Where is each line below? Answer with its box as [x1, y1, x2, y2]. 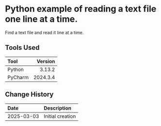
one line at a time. [5, 14, 78, 25]
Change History [5, 90, 54, 98]
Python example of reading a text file [5, 3, 157, 14]
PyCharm [7, 74, 29, 81]
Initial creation [43, 112, 76, 119]
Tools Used [5, 43, 40, 52]
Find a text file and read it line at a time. [5, 29, 84, 35]
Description [43, 105, 72, 112]
